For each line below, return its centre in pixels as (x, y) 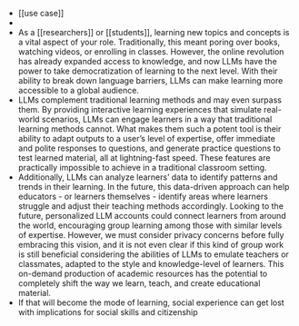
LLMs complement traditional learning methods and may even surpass (149, 100)
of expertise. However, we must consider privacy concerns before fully (151, 235)
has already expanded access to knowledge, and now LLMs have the (147, 61)
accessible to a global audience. (78, 90)
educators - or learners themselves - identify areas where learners (143, 196)
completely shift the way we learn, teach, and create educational (139, 283)
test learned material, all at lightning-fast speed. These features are (144, 158)
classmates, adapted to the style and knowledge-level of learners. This (151, 264)
